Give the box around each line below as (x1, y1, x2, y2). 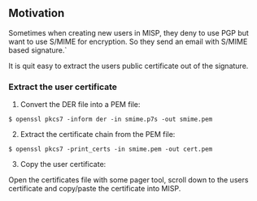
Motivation (8, 6, 65, 20)
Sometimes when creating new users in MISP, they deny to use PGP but (8, 28, 250, 37)
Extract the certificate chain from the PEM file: (20, 130, 176, 139)
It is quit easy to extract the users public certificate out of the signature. (8, 61, 249, 71)
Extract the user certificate (8, 81, 118, 92)
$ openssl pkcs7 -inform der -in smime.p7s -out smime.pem (8, 115, 213, 124)
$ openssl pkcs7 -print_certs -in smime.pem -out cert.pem (8, 145, 213, 153)
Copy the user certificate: (20, 160, 107, 169)
